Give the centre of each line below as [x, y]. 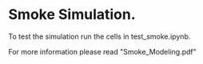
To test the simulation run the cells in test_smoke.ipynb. [100, 36]
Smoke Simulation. [72, 15]
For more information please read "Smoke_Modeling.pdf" [103, 51]
